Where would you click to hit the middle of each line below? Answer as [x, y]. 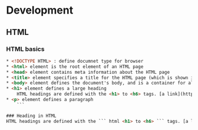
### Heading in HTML [32, 116]
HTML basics [25, 49]
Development [40, 10]
